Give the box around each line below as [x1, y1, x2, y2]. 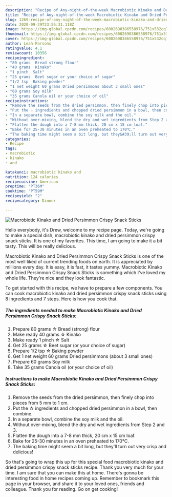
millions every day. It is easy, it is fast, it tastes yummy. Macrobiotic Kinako [5, 264, 163, 270]
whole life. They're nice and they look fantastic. [5, 275, 105, 281]
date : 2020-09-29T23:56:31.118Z [5, 22, 74, 27]
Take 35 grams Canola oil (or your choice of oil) [12, 364, 114, 370]
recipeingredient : [5, 55, 45, 61]
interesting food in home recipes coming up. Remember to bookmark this [5, 475, 160, 481]
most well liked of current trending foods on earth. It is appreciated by [5, 258, 153, 264]
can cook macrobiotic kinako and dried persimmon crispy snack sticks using [5, 290, 167, 296]
